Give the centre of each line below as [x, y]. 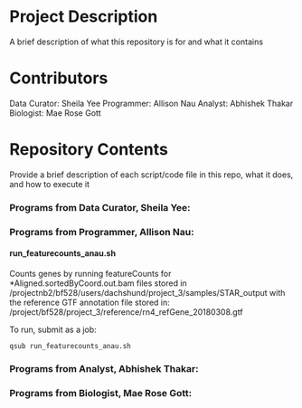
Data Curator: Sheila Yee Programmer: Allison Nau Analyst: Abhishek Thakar [151, 103]
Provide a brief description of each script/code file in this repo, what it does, [151, 175]
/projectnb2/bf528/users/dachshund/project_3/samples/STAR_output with [147, 292]
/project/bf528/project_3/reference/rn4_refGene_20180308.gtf [126, 312]
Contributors [59, 78]
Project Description [84, 17]
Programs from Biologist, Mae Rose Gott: [101, 393]
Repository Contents [89, 150]
